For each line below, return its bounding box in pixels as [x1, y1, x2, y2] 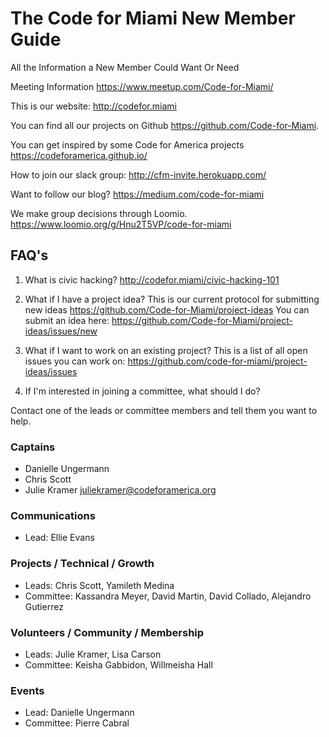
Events [10, 683, 45, 697]
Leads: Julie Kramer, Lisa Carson [24, 648, 162, 660]
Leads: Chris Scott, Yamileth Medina [24, 579, 175, 591]
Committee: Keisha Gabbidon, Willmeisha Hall [24, 658, 213, 671]
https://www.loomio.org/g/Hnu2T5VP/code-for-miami [10, 218, 232, 230]
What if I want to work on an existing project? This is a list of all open [24, 344, 308, 356]
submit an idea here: [24, 314, 110, 326]
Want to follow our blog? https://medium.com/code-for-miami [10, 188, 265, 200]
